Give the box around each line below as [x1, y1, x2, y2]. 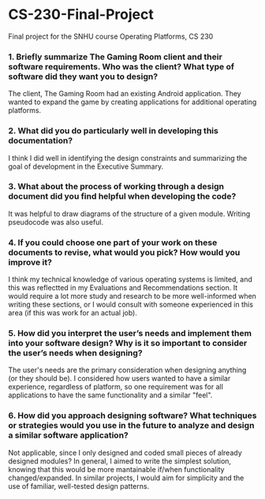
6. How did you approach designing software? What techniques [8, 410, 257, 421]
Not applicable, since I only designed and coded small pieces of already [8, 448, 242, 457]
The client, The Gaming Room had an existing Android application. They [8, 89, 242, 99]
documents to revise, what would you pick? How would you [8, 247, 241, 258]
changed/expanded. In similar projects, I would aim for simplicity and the [8, 473, 244, 482]
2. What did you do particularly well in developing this [8, 125, 218, 136]
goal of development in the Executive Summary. [8, 162, 164, 171]
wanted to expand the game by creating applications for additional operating [8, 97, 257, 107]
